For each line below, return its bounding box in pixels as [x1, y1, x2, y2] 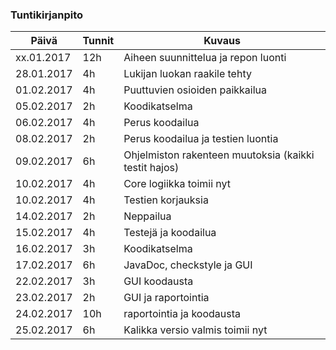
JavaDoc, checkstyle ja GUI [123, 258, 253, 272]
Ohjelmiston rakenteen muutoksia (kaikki [123, 148, 315, 162]
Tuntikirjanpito [10, 8, 84, 22]
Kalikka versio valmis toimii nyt [123, 323, 268, 337]
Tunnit [82, 34, 115, 48]
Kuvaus [203, 34, 241, 48]
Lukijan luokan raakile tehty [123, 67, 252, 81]
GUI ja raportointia [123, 291, 210, 305]
